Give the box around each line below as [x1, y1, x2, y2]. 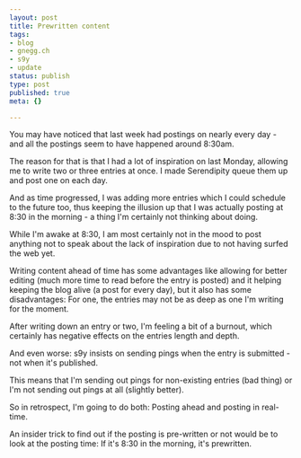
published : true [9, 88, 70, 97]
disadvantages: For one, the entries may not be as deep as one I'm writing [9, 294, 285, 305]
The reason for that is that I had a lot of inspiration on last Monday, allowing [9, 156, 288, 167]
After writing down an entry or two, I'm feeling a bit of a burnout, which [9, 321, 272, 332]
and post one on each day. [9, 175, 108, 186]
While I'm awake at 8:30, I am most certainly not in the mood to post [9, 229, 262, 240]
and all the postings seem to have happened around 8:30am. [9, 138, 235, 149]
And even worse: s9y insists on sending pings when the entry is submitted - [9, 348, 290, 359]
